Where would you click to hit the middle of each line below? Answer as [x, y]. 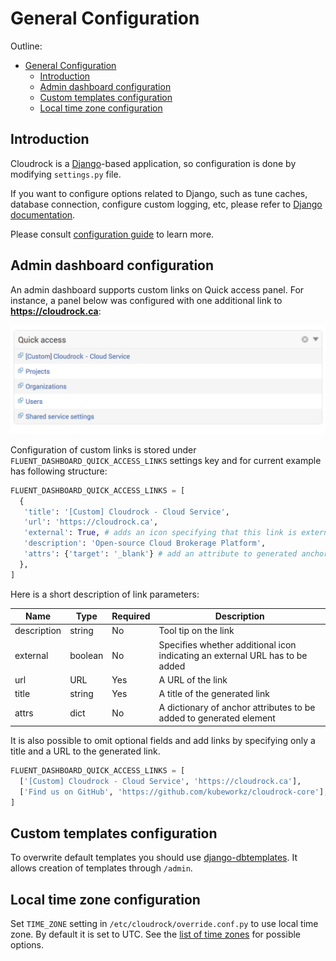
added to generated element [217, 718]
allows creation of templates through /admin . [101, 868]
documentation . [43, 214]
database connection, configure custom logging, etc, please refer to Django [166, 204]
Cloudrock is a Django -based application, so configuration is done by [153, 163]
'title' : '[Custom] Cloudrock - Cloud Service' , [126, 512]
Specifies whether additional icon [227, 644]
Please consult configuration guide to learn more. [112, 234]
